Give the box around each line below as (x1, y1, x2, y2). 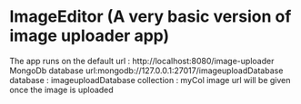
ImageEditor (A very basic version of (9, 6, 292, 27)
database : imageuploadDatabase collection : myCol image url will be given (9, 74, 291, 85)
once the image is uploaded (9, 84, 114, 95)
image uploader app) (9, 25, 170, 46)
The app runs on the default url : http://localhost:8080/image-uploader (9, 55, 275, 66)
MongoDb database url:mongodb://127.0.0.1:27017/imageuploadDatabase (9, 65, 284, 76)
